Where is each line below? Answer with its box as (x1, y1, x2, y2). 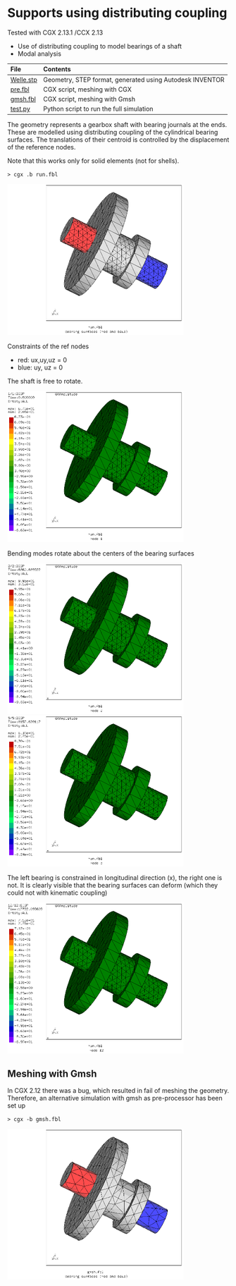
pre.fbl (10, 85, 30, 93)
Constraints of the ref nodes (7, 342, 89, 350)
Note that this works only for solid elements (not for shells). (7, 157, 180, 165)
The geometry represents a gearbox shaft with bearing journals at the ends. (7, 120, 228, 128)
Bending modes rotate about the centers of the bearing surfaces (7, 549, 195, 558)
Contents (43, 65, 72, 73)
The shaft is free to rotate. (7, 376, 83, 385)
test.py (10, 104, 30, 114)
